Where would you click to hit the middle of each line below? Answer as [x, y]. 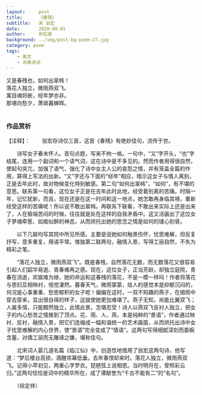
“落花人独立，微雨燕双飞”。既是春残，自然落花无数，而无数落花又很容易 [106, 262]
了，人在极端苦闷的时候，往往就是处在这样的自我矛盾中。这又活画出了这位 [98, 213]
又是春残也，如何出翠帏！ [38, 80]
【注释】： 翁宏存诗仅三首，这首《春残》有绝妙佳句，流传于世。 [90, 141]
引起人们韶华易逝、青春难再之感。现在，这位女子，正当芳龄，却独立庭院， [98, 270]
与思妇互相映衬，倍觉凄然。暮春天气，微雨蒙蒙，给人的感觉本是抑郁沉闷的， [101, 285]
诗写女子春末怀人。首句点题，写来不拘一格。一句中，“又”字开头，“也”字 [106, 153]
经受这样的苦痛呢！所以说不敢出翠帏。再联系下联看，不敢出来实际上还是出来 [101, 206]
